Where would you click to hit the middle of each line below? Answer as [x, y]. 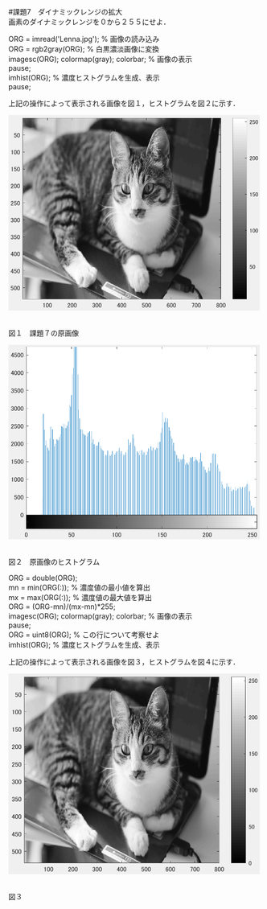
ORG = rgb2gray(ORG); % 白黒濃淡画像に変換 [84, 49]
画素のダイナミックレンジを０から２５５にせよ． [89, 22]
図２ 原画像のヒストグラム [54, 561]
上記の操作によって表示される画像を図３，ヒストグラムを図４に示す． [124, 661]
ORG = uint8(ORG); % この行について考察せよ [84, 635]
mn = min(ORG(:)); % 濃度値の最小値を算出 [80, 587]
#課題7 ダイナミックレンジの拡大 [66, 12]
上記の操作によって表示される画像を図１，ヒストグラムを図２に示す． [124, 103]
